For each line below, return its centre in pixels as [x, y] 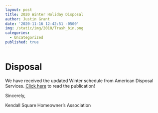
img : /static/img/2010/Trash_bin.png [44, 28]
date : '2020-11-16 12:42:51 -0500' [42, 24]
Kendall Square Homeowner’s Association [48, 105]
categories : [17, 33]
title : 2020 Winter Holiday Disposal [44, 14]
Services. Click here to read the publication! [50, 86]
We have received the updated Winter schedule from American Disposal [79, 81]
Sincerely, [15, 96]
